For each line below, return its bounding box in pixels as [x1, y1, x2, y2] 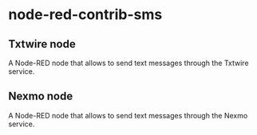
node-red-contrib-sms [8, 6, 163, 24]
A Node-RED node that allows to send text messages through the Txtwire [8, 58, 249, 67]
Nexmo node [8, 90, 73, 103]
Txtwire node [8, 37, 76, 51]
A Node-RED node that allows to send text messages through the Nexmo [8, 110, 248, 120]
